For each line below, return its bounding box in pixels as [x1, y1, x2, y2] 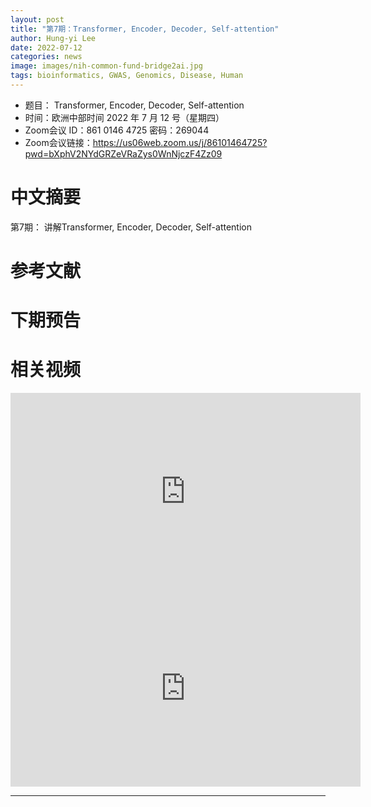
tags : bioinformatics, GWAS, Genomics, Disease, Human [10, 71, 244, 81]
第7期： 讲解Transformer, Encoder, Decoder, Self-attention [10, 221, 252, 233]
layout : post [10, 14, 65, 25]
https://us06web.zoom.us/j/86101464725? [92, 136, 268, 148]
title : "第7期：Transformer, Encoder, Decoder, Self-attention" [10, 24, 280, 34]
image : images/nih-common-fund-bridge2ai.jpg [10, 61, 203, 71]
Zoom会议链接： [24, 136, 93, 148]
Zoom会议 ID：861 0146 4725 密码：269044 [24, 124, 210, 136]
